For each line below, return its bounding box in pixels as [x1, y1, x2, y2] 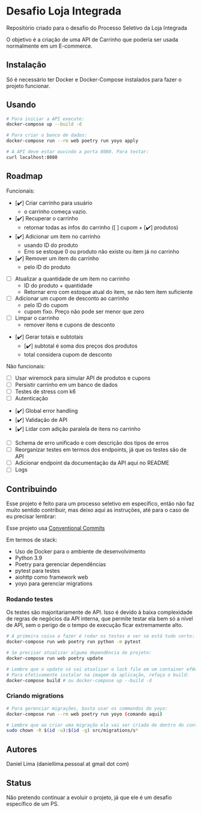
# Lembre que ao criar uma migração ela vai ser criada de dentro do [6, 722, 185, 728]
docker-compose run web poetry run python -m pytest [6, 639, 141, 645]
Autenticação [14, 395, 48, 402]
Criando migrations [6, 692, 64, 700]
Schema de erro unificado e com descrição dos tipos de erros [14, 439, 170, 447]
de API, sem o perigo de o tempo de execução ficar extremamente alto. [6, 622, 183, 629]
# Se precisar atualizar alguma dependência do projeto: [6, 650, 152, 656]
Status [6, 777, 32, 788]
